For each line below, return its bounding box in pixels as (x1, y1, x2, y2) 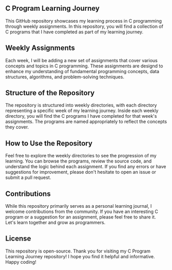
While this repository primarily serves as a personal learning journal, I (5, 203, 152, 209)
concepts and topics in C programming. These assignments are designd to (5, 63, 163, 69)
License (5, 234, 31, 243)
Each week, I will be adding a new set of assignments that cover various (5, 57, 158, 63)
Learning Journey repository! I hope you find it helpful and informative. (5, 253, 155, 259)
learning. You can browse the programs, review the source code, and (5, 158, 152, 164)
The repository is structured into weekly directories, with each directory (5, 102, 157, 109)
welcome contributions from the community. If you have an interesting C (5, 208, 158, 215)
